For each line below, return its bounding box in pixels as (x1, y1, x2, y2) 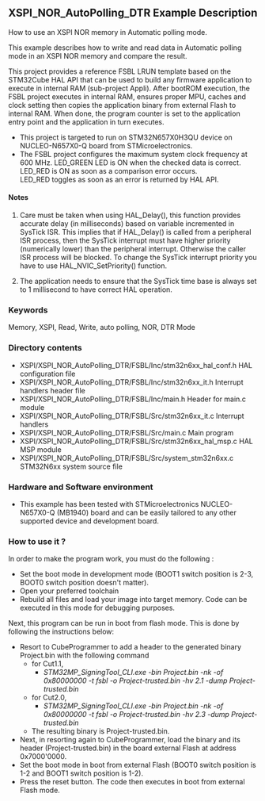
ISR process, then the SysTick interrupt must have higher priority (19, 236, 231, 245)
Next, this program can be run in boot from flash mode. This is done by (8, 619, 240, 628)
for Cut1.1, (31, 659, 64, 669)
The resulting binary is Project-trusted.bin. (31, 726, 170, 736)
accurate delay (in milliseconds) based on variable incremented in (19, 219, 235, 228)
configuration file (19, 369, 76, 378)
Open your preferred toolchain (19, 586, 119, 596)
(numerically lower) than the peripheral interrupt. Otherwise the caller (19, 244, 247, 254)
